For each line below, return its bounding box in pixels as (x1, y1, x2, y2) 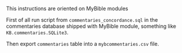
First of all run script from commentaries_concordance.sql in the (6, 16, 158, 23)
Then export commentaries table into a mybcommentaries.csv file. (6, 41, 159, 47)
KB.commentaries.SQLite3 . (6, 29, 69, 36)
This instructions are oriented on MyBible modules (6, 5, 128, 12)
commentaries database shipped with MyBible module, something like (6, 23, 177, 29)
